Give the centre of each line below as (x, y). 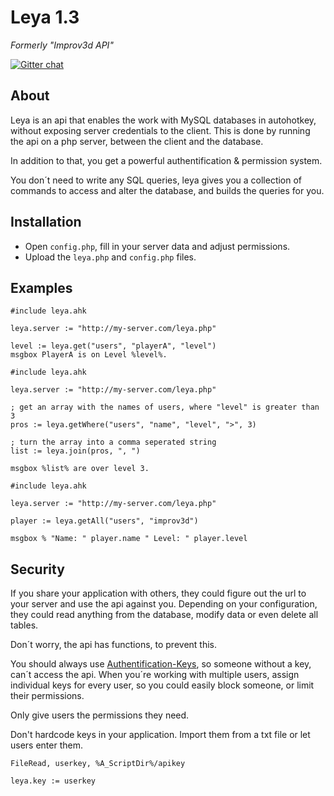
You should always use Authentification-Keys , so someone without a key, (161, 664)
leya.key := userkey (53, 781)
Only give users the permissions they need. (100, 715)
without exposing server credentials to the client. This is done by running (160, 130)
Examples (41, 287)
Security (37, 569)
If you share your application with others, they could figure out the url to (158, 593)
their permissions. (47, 696)
